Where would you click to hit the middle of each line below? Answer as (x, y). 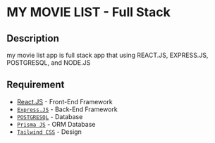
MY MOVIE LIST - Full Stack (88, 12)
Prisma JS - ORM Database (56, 124)
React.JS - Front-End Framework (65, 101)
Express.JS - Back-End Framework (67, 109)
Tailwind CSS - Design (49, 132)
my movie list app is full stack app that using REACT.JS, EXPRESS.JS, (107, 55)
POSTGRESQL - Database (50, 116)
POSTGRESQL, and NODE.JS (49, 63)
